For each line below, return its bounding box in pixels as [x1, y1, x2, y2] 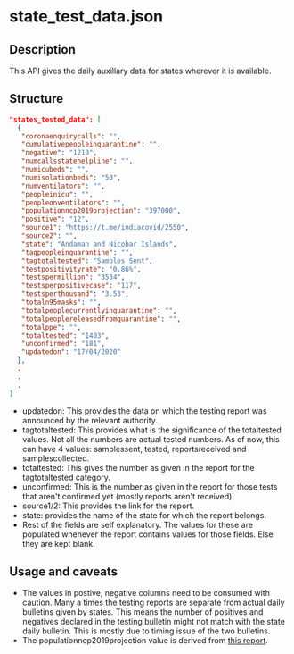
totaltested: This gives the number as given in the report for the [21, 462, 255, 473]
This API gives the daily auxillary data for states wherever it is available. [9, 65, 272, 76]
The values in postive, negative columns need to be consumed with [21, 588, 270, 599]
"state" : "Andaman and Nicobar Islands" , [20, 239, 177, 248]
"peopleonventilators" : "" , [20, 198, 126, 207]
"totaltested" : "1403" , [20, 331, 110, 340]
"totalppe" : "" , [20, 323, 82, 331]
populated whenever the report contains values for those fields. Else [21, 529, 274, 540]
